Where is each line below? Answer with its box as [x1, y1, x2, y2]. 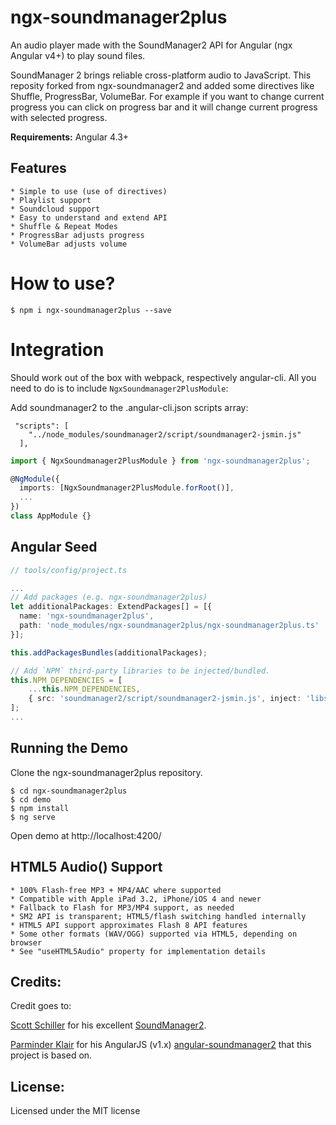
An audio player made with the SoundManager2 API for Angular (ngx [10, 39, 293, 51]
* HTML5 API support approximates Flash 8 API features [10, 920, 248, 930]
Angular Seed [10, 539, 98, 556]
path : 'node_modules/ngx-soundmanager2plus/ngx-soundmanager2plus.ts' [19, 621, 320, 631]
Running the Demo [10, 740, 129, 757]
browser [10, 937, 43, 948]
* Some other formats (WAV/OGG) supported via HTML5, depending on [10, 929, 298, 939]
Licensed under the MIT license [10, 1105, 141, 1117]
